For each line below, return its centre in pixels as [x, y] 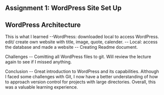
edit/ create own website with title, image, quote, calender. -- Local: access [82, 42]
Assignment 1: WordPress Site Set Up [63, 8]
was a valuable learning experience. [41, 87]
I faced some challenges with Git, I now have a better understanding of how [82, 77]
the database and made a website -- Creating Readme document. [71, 47]
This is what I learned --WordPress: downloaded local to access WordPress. [82, 37]
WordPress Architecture [43, 25]
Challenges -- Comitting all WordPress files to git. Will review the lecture [78, 57]
